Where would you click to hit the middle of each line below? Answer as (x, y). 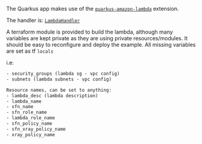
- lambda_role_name (31, 118)
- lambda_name (24, 101)
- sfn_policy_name (29, 124)
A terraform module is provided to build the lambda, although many (90, 32)
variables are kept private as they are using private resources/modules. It (97, 38)
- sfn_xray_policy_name (36, 129)
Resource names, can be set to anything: (59, 90)
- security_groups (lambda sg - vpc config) (63, 74)
